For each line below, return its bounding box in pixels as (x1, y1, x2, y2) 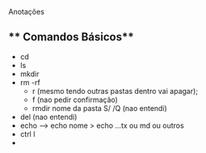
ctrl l (19, 129, 36, 138)
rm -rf (19, 77, 40, 87)
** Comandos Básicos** (8, 30, 135, 44)
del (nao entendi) (19, 112, 78, 121)
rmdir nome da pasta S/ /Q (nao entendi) (32, 103, 167, 113)
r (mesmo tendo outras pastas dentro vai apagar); (32, 86, 199, 96)
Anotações (8, 7, 44, 16)
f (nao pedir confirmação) (32, 95, 119, 104)
